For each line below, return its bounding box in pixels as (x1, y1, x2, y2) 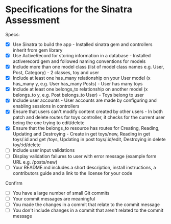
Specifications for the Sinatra (5, 4, 133, 15)
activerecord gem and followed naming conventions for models (12, 58, 146, 64)
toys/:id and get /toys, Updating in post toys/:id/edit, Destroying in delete (12, 137, 166, 143)
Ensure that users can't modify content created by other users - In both (12, 108, 163, 115)
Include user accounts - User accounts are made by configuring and (12, 97, 157, 103)
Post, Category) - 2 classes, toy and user (12, 70, 100, 76)
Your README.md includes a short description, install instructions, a (12, 164, 156, 170)
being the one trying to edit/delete (12, 120, 85, 126)
